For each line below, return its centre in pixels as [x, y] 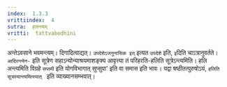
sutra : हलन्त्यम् [27, 26]
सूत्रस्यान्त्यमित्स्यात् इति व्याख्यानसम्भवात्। [51, 77]
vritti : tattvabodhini [42, 33]
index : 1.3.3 [28, 14]
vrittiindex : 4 [31, 20]
